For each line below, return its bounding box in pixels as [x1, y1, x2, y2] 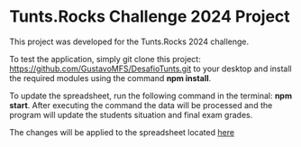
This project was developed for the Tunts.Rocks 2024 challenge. [9, 36, 250, 47]
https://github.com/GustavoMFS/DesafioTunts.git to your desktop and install [9, 63, 292, 74]
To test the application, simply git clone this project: [9, 53, 201, 64]
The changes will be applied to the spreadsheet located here [9, 126, 235, 137]
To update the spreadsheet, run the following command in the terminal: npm [9, 90, 293, 101]
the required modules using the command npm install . [9, 72, 212, 83]
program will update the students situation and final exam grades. [9, 109, 253, 120]
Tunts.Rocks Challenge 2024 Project [9, 6, 290, 27]
